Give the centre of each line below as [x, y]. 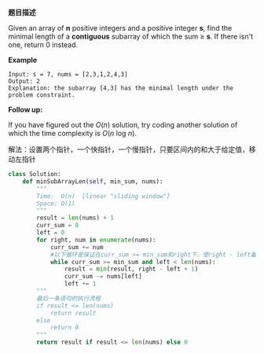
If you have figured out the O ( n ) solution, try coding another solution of [123, 125]
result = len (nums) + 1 [75, 218]
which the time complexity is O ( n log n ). [73, 133]
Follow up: [26, 110]
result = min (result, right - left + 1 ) [131, 269]
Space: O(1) [56, 204]
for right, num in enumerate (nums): [96, 240]
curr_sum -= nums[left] [103, 277]
